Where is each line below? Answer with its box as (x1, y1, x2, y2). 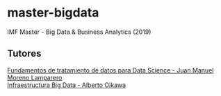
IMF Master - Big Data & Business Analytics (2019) (7, 28, 152, 36)
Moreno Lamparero (7, 73, 63, 81)
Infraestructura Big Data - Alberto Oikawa (7, 81, 126, 89)
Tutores (7, 48, 42, 59)
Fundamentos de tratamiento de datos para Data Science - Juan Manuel (7, 66, 214, 74)
